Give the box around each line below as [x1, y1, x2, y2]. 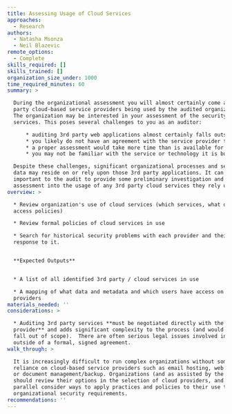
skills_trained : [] [7, 68, 64, 75]
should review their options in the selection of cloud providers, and [13, 377, 224, 384]
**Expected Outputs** [13, 257, 76, 264]
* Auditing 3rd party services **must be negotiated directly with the [13, 320, 224, 327]
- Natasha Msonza [13, 36, 64, 43]
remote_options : [7, 49, 54, 56]
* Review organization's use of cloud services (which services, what [13, 201, 221, 208]
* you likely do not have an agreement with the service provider [25, 137, 221, 145]
